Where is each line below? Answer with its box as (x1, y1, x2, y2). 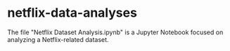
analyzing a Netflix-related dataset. (7, 35, 109, 43)
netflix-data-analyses (7, 5, 137, 21)
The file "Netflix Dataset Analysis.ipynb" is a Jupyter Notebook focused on (7, 28, 224, 36)
